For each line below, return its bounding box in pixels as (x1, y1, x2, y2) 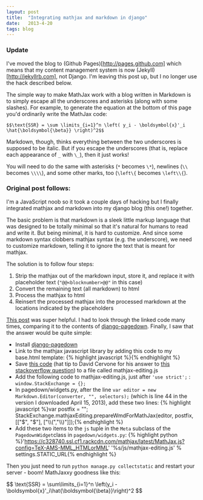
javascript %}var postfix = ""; (15, 405, 88, 413)
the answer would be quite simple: (6, 329, 92, 336)
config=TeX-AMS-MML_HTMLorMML (15, 444, 108, 451)
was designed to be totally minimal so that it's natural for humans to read (6, 222, 188, 230)
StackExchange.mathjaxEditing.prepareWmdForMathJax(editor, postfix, (15, 411, 194, 419)
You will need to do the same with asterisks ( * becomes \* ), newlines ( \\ (6, 162, 188, 170)
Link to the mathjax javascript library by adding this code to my (15, 347, 172, 354)
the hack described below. (6, 79, 73, 86)
